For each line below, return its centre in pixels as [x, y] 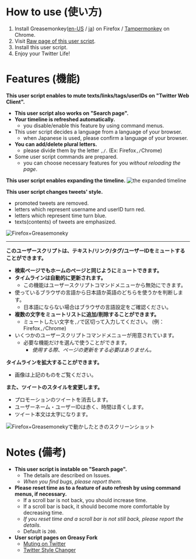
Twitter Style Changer [49, 550]
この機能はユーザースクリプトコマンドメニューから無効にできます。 [105, 285]
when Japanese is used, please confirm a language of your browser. [106, 138]
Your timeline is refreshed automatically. [65, 119]
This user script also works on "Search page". [71, 113]
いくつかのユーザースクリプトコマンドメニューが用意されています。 [96, 335]
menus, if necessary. [41, 494]
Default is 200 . [40, 531]
